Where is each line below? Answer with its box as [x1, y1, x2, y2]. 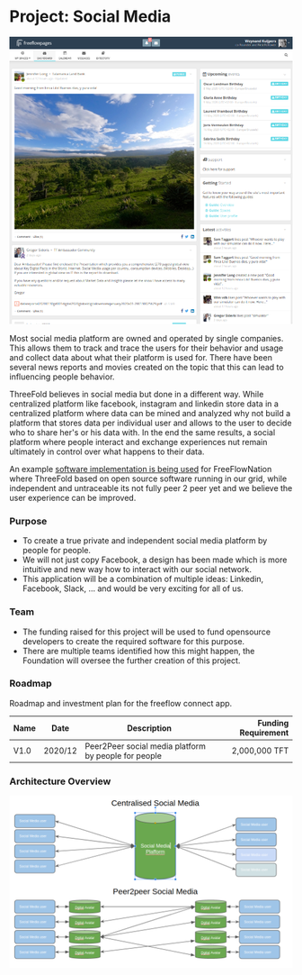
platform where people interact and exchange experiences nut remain [9, 436, 268, 447]
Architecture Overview [9, 775, 111, 788]
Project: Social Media [9, 6, 172, 27]
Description [127, 723, 173, 734]
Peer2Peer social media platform [84, 741, 207, 752]
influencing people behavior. [9, 371, 115, 382]
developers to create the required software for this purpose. [22, 635, 245, 646]
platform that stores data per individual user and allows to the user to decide [9, 417, 292, 428]
